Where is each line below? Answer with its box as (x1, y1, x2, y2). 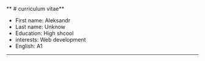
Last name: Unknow (15, 24, 66, 30)
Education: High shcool (15, 30, 74, 37)
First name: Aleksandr (15, 17, 71, 24)
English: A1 (15, 42, 43, 50)
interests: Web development (15, 36, 87, 43)
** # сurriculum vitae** (6, 5, 65, 12)
